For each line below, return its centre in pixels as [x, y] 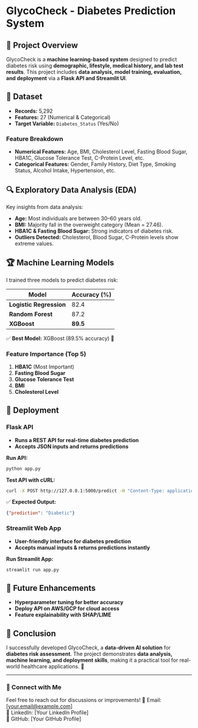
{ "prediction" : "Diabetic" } [41, 513]
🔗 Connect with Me [34, 687]
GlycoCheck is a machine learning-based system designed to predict [92, 59]
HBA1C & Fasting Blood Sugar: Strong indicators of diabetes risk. [94, 231]
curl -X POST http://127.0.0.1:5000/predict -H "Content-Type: [85, 491]
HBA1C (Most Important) [44, 367]
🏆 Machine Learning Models [60, 263]
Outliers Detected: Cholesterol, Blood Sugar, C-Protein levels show [96, 237]
